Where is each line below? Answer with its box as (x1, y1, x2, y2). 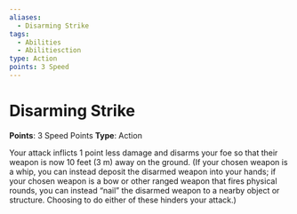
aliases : (9, 12, 42, 22)
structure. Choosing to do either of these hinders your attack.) (9, 194, 237, 205)
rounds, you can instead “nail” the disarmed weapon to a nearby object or (9, 185, 280, 195)
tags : (9, 29, 29, 38)
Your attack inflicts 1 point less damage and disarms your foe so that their (9, 147, 278, 158)
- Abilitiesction (17, 46, 82, 55)
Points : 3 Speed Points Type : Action (9, 130, 142, 140)
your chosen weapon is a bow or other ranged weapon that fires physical (9, 175, 277, 186)
